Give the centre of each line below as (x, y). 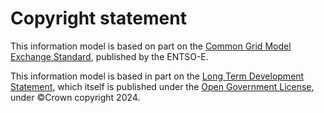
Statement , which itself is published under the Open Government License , (162, 86)
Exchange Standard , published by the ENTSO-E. (109, 56)
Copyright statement (98, 18)
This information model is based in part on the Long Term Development (157, 76)
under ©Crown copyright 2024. (75, 97)
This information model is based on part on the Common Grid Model (151, 46)
